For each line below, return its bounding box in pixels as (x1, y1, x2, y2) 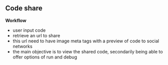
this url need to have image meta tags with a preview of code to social (12, 38, 159, 44)
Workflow (5, 17, 27, 23)
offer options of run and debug (12, 54, 77, 60)
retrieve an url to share (12, 32, 60, 38)
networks (12, 43, 33, 49)
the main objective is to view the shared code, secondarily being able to (12, 48, 163, 54)
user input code (12, 27, 46, 33)
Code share (5, 4, 43, 13)
